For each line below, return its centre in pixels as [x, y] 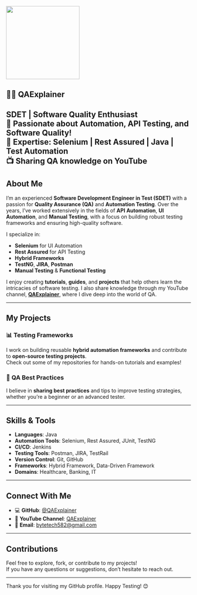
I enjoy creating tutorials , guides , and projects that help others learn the [94, 282]
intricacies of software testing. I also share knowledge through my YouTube [97, 288]
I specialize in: [23, 234]
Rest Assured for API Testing [50, 252]
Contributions [32, 549]
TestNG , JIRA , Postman [44, 264]
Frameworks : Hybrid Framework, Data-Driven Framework [84, 466]
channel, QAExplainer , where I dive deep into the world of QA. [81, 294]
